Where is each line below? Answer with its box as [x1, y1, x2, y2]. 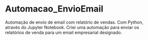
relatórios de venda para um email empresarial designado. [5, 29, 122, 35]
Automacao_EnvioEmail [5, 3, 104, 14]
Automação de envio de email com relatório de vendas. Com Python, [5, 19, 144, 25]
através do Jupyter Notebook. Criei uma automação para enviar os [5, 24, 139, 30]
